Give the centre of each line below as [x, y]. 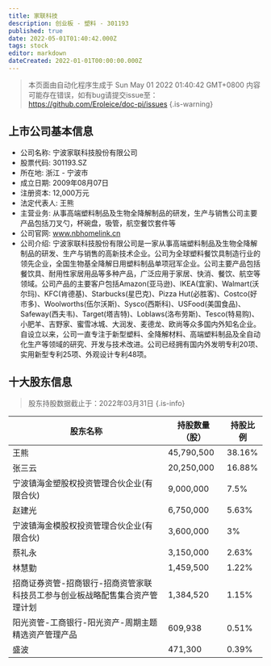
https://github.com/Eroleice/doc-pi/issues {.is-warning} [121, 104]
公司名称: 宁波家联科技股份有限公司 [79, 152]
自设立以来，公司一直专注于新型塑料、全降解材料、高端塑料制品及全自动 [140, 334]
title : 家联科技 [33, 16]
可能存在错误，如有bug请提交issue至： [93, 94]
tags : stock [28, 46]
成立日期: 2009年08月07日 [64, 182]
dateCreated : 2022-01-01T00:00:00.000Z [75, 61]
